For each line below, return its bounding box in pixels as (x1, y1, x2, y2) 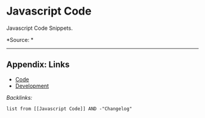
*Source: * (6, 36, 34, 43)
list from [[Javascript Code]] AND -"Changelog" (6, 105, 132, 112)
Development (15, 82, 49, 89)
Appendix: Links (6, 60, 70, 70)
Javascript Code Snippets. (6, 24, 73, 32)
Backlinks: (6, 94, 32, 101)
